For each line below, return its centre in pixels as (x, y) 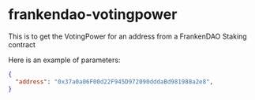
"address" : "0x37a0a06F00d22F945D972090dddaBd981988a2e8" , (114, 81)
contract (22, 44)
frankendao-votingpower (93, 15)
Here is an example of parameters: (64, 60)
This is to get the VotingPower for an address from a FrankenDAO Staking (127, 36)
